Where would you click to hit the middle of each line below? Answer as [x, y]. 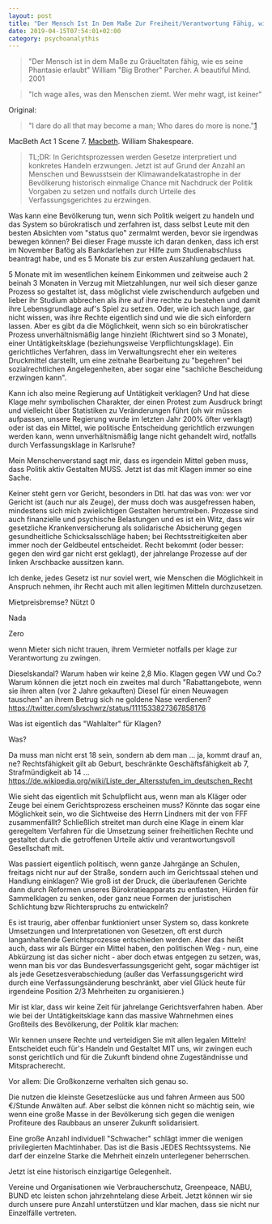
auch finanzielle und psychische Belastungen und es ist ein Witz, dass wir [132, 520]
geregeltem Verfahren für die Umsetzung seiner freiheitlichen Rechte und [131, 831]
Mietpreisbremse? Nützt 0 [52, 602]
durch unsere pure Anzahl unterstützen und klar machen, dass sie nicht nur [134, 1205]
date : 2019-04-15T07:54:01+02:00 [65, 31]
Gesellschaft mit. [36, 848]
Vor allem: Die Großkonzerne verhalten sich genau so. [98, 1082]
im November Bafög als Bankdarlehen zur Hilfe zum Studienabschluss [125, 250]
